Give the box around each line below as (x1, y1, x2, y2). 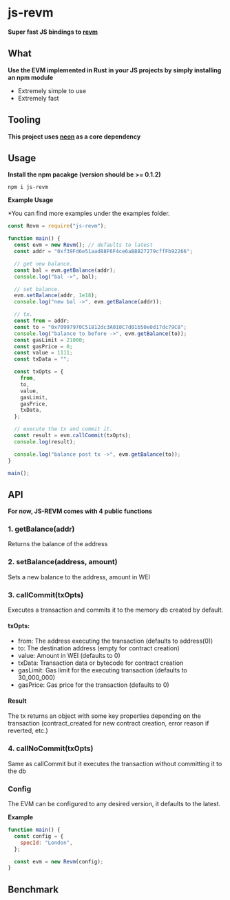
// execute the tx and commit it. (14, 426, 113, 432)
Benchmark (8, 883, 59, 895)
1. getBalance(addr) (8, 524, 75, 534)
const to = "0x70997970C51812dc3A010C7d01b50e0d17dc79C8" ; (14, 323, 187, 330)
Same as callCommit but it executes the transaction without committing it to (8, 759, 222, 768)
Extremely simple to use (17, 86, 87, 94)
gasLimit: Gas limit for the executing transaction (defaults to (17, 666, 188, 674)
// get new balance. (14, 260, 73, 267)
